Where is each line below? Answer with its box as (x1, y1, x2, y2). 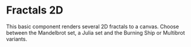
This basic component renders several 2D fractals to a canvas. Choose (6, 23, 179, 30)
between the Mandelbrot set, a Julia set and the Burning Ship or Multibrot (6, 29, 185, 36)
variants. (6, 35, 28, 42)
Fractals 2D (6, 4, 64, 17)
